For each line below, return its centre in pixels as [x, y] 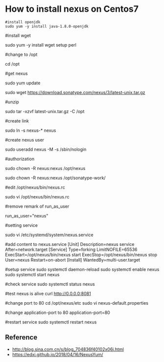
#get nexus [16, 73]
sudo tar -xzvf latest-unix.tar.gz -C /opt [45, 111]
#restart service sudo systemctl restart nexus [51, 322]
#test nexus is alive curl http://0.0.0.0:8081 [48, 293]
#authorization [20, 159]
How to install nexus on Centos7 [72, 9]
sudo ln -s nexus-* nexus [31, 130]
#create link [17, 121]
